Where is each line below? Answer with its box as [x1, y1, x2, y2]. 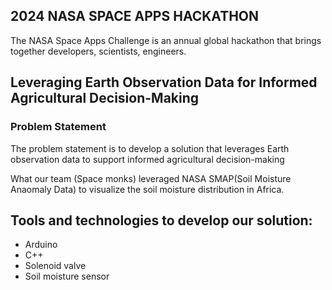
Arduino [24, 239, 58, 251]
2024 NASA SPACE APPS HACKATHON [10, 8, 260, 25]
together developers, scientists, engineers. [10, 45, 187, 57]
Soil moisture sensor [24, 270, 110, 283]
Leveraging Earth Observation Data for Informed [10, 74, 318, 91]
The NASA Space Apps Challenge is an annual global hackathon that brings [10, 34, 322, 46]
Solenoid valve [24, 260, 87, 272]
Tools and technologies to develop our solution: [10, 212, 313, 229]
